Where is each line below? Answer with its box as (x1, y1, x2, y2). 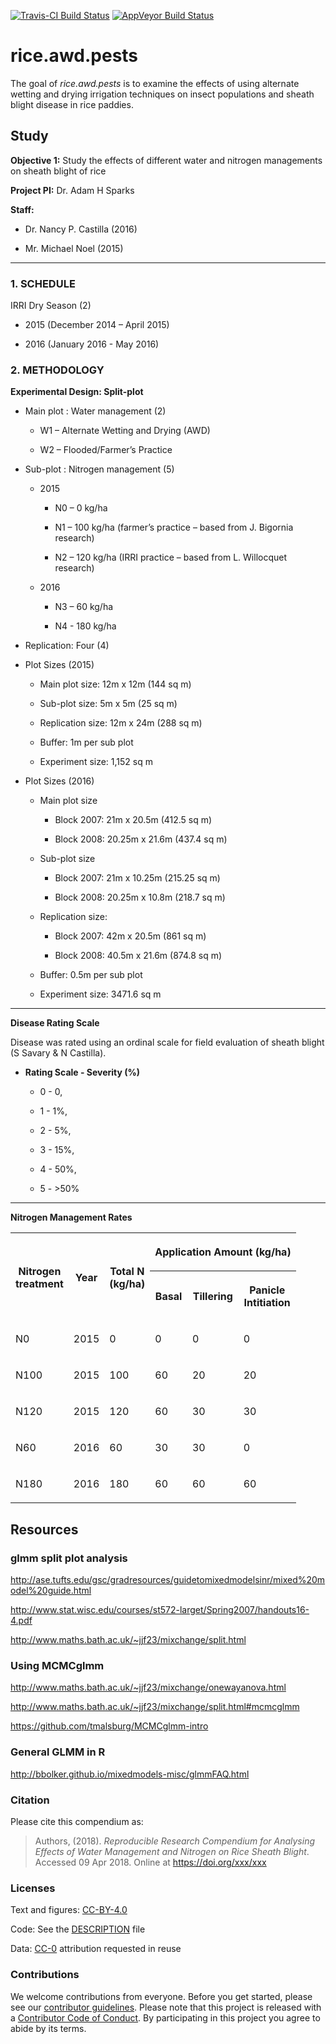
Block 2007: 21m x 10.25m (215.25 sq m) (54, 872, 221, 884)
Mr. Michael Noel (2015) (24, 242, 124, 254)
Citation (10, 1793, 50, 1807)
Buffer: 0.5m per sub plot (39, 969, 143, 981)
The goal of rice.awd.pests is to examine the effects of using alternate (10, 77, 300, 89)
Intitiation (243, 1296, 291, 1310)
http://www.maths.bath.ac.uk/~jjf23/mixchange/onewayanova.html (10, 1681, 287, 1694)
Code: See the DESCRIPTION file (10, 1923, 146, 1935)
